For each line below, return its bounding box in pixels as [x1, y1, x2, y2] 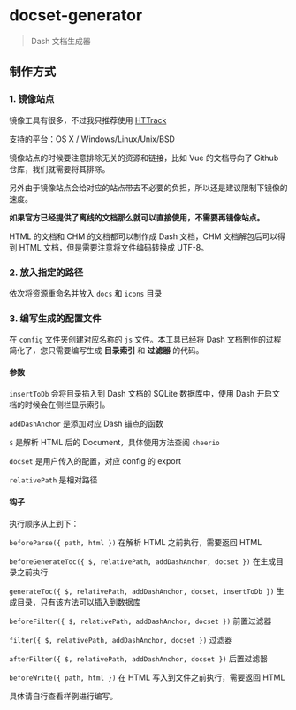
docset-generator [9, 5, 143, 26]
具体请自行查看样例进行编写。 [9, 691, 118, 701]
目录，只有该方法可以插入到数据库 [16, 597, 141, 607]
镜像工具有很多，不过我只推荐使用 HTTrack [9, 114, 167, 125]
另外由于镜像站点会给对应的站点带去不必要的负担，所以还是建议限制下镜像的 [9, 182, 288, 193]
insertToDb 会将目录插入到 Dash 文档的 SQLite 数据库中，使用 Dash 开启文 [9, 389, 281, 399]
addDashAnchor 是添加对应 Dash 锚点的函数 [9, 418, 163, 429]
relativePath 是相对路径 [9, 475, 98, 485]
